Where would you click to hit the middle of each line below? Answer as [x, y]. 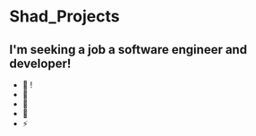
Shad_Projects [64, 17]
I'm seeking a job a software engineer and [128, 50]
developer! [40, 63]
